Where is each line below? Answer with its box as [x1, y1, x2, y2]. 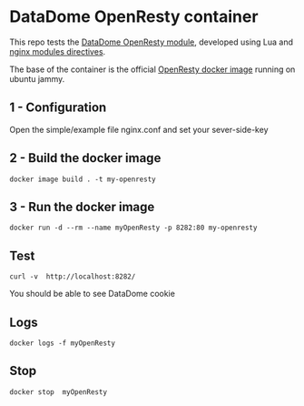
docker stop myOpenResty [9, 387, 107, 397]
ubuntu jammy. [9, 73, 65, 84]
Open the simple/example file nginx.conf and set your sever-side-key [9, 124, 269, 135]
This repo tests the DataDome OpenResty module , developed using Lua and [9, 36, 293, 47]
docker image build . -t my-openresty [9, 175, 156, 184]
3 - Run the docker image [9, 198, 155, 215]
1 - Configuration [9, 100, 107, 116]
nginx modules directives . [9, 46, 106, 56]
